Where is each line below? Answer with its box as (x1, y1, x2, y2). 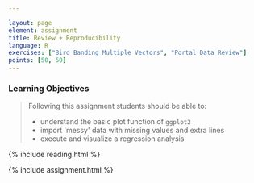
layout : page (8, 19, 52, 27)
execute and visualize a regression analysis (40, 134, 185, 143)
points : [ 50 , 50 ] (8, 56, 67, 64)
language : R (8, 41, 48, 49)
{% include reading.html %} (8, 150, 101, 160)
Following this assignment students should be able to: (27, 102, 207, 111)
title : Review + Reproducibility (8, 34, 121, 42)
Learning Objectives (8, 82, 90, 94)
